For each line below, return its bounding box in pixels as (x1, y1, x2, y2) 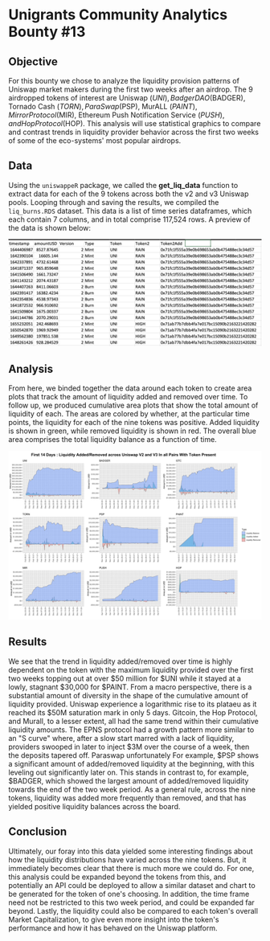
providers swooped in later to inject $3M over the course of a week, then (8, 742, 250, 751)
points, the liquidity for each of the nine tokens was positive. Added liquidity (8, 418, 260, 428)
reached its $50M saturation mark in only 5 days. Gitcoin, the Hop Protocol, (8, 707, 258, 717)
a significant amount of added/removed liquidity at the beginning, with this (8, 759, 255, 768)
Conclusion (8, 825, 67, 839)
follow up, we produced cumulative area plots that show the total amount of (8, 400, 259, 411)
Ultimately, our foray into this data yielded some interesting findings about (8, 846, 253, 856)
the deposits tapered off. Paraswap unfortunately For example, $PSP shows (8, 750, 260, 760)
